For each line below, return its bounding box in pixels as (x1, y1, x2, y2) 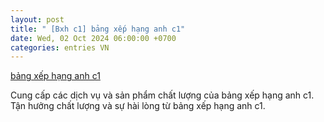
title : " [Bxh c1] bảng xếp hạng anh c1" (10, 24, 186, 34)
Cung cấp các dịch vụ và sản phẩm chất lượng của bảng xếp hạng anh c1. (10, 89, 315, 101)
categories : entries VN (10, 42, 110, 53)
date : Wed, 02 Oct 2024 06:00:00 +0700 (10, 33, 177, 43)
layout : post (10, 14, 65, 25)
